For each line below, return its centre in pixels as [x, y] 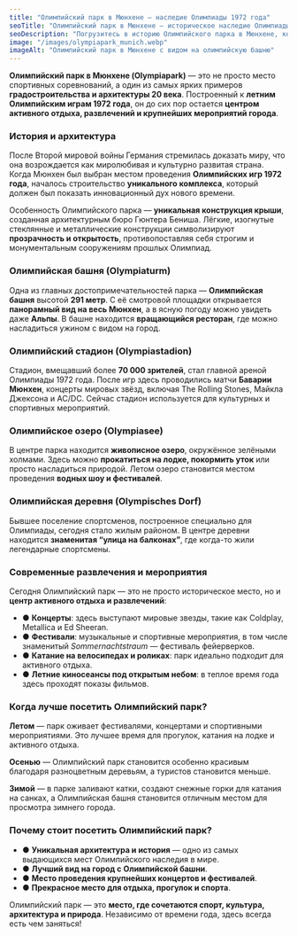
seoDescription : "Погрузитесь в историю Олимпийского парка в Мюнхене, [144, 34]
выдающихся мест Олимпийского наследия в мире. [120, 859]
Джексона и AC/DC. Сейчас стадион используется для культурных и [140, 399]
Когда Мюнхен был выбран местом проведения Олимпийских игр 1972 [146, 175]
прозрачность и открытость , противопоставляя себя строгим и [132, 238]
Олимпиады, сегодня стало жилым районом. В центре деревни [129, 530]
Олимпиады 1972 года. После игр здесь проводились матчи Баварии [141, 380]
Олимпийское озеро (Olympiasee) [86, 431]
